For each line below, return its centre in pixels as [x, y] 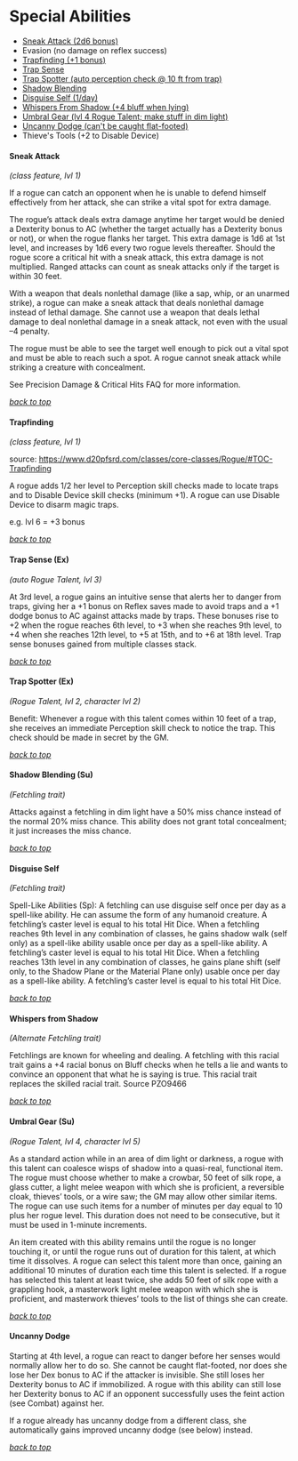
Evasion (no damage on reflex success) [94, 50]
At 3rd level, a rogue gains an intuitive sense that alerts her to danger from [145, 597]
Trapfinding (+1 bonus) [64, 60]
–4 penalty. [30, 332]
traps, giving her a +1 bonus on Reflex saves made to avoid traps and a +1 [144, 606]
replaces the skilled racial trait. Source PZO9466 [98, 1084]
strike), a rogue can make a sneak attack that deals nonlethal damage [137, 303]
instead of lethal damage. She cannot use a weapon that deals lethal [134, 312]
